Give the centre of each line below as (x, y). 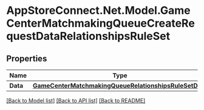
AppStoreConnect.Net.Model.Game (99, 11)
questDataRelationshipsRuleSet (88, 36)
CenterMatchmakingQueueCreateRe (101, 23)
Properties (27, 58)
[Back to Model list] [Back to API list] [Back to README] (76, 101)
